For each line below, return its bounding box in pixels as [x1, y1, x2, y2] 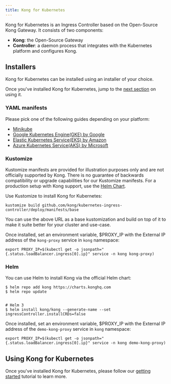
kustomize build [5, 203, 40, 208]
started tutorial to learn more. [5, 373, 68, 379]
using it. [5, 92, 22, 98]
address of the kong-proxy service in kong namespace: [5, 237, 120, 243]
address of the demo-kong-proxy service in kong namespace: [5, 326, 132, 332]
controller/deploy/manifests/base [5, 207, 79, 212]
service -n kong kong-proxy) [92, 251, 155, 257]
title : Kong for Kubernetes [5, 7, 66, 13]
